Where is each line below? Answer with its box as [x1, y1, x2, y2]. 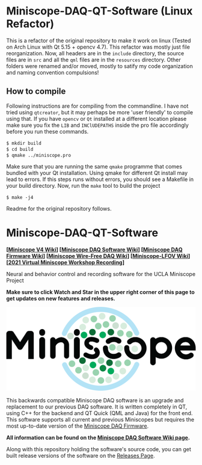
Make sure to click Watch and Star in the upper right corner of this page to [6, 288, 195, 295]
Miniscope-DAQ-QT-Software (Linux [6, 4, 193, 18]
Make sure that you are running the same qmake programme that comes [6, 162, 182, 170]
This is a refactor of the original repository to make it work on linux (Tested [6, 37, 191, 44]
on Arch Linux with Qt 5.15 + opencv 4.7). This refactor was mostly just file [6, 43, 191, 51]
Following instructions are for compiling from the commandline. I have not [6, 102, 189, 109]
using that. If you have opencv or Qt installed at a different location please [6, 115, 187, 122]
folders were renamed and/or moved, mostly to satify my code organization [6, 62, 194, 70]
